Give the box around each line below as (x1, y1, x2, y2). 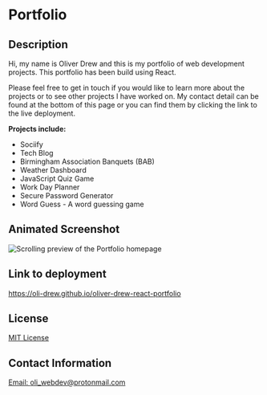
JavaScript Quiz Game (19, 174, 95, 183)
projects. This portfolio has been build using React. (8, 67, 176, 77)
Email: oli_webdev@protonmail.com (8, 377, 126, 387)
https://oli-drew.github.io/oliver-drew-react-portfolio (8, 288, 182, 298)
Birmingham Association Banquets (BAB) (19, 157, 155, 166)
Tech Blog (19, 149, 54, 157)
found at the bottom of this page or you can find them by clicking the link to (8, 100, 258, 109)
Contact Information (8, 356, 112, 370)
